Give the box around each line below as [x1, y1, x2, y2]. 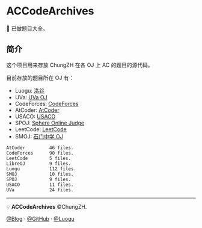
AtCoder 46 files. [6, 144, 74, 151]
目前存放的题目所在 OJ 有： [6, 74, 75, 81]
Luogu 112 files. [6, 165, 77, 172]
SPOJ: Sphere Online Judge [14, 119, 85, 126]
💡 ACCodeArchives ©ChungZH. [6, 203, 87, 210]
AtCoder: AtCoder [14, 106, 60, 114]
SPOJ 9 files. [6, 176, 71, 182]
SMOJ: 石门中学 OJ [14, 132, 63, 140]
